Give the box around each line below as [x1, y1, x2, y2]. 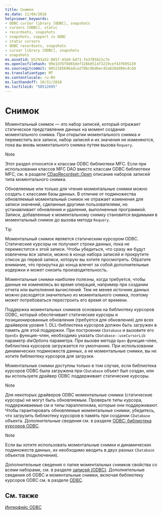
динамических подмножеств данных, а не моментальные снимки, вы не [5, 348, 157, 354]
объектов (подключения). [5, 452, 59, 458]
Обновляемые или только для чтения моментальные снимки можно [5, 186, 147, 192]
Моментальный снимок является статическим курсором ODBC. [5, 236, 139, 242]
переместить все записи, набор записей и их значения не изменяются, [5, 137, 155, 143]
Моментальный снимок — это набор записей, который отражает [5, 121, 141, 127]
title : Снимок [5, 7, 34, 12]
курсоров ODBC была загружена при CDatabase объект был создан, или [5, 368, 154, 374]
